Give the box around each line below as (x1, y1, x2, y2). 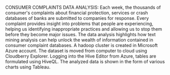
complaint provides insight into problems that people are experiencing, (5, 20, 154, 27)
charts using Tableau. (5, 64, 51, 70)
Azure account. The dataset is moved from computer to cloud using (5, 48, 148, 54)
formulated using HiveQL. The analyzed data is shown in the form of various (5, 59, 165, 64)
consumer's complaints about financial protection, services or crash (5, 10, 149, 16)
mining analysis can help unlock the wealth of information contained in (5, 37, 154, 43)
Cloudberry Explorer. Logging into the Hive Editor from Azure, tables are (5, 53, 157, 59)
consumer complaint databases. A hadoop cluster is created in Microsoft (5, 42, 158, 48)
